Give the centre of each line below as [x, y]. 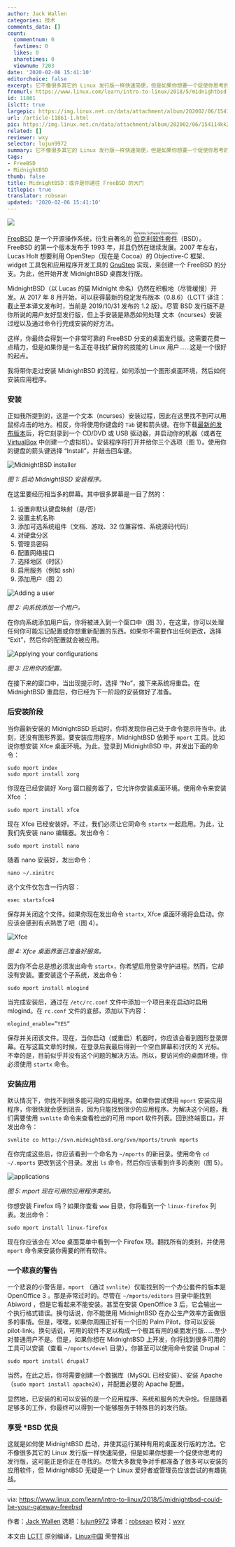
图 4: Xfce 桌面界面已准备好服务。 [56, 951]
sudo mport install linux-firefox [58, 1228]
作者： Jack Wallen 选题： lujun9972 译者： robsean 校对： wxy [96, 1521]
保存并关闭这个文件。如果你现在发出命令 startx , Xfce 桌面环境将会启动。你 [116, 913]
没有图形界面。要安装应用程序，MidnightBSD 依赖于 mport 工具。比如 [125, 737]
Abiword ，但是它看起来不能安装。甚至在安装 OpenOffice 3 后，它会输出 [112, 1304]
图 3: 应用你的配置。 [36, 668]
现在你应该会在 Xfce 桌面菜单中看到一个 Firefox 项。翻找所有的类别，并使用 [116, 1241]
